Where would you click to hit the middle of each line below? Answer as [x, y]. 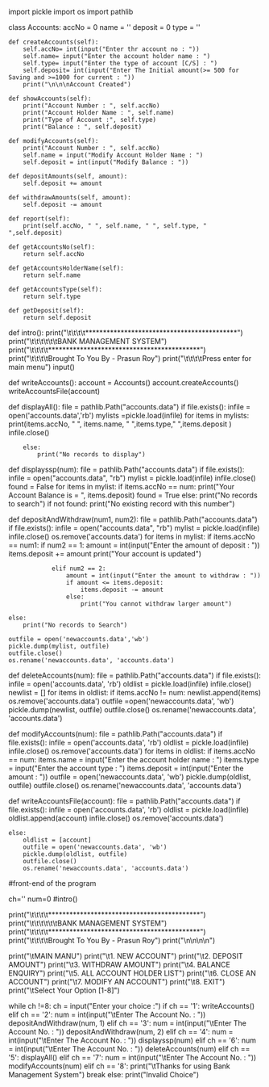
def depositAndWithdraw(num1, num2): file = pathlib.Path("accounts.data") [133, 519]
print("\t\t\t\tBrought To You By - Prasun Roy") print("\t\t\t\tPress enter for [130, 358]
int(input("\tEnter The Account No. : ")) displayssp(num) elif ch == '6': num [132, 1040]
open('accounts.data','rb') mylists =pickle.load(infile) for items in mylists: [129, 415]
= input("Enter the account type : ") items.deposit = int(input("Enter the [126, 768]
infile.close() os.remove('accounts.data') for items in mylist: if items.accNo [132, 537]
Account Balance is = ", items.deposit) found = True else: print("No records [133, 495]
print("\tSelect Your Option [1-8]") [64, 990]
